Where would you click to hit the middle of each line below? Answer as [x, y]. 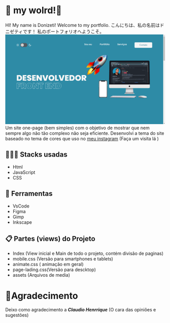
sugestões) [17, 315]
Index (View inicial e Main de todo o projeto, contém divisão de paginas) [88, 253]
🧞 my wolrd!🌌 [33, 10]
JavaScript [24, 172]
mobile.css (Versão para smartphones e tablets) [63, 259]
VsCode [21, 206]
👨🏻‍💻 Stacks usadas [36, 155]
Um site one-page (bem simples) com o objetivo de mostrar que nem [77, 128]
